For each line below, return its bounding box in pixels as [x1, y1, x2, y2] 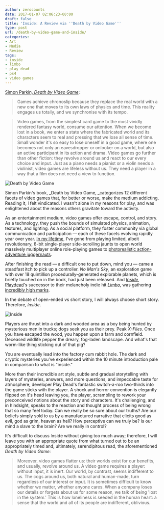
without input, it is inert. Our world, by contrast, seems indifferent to [17, 468, 154, 474]
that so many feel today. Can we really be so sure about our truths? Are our [5, 407, 157, 413]
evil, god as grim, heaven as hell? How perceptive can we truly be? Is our [5, 418, 153, 424]
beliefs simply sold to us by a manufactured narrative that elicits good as [5, 413, 152, 419]
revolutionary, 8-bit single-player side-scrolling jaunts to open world [5, 241, 143, 247]
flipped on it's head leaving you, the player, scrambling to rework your [5, 392, 146, 398]
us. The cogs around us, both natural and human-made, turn [17, 473, 140, 479]
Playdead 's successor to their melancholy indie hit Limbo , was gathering [5, 282, 152, 288]
